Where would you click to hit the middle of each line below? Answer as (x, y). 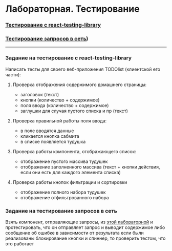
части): (13, 74)
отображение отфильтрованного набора (64, 197)
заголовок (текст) (40, 94)
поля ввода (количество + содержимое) (64, 105)
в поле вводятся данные (47, 131)
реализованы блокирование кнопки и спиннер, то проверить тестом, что (85, 238)
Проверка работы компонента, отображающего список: (74, 151)
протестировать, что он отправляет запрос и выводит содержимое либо (85, 227)
